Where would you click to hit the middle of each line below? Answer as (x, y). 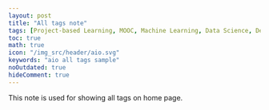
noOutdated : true (37, 68)
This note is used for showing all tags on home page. (96, 97)
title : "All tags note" (48, 23)
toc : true (25, 38)
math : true (26, 45)
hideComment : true (39, 75)
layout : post (30, 16)
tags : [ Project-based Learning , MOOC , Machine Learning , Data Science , (130, 30)
